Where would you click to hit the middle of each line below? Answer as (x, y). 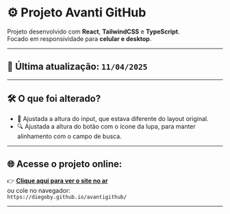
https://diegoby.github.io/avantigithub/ (67, 197)
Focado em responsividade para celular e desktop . (79, 38)
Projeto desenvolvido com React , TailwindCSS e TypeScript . (93, 31)
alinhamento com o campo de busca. (69, 136)
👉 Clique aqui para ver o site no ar (57, 181)
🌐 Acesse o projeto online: (65, 164)
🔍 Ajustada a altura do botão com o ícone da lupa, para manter (106, 126)
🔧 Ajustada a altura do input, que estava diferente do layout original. (113, 118)
